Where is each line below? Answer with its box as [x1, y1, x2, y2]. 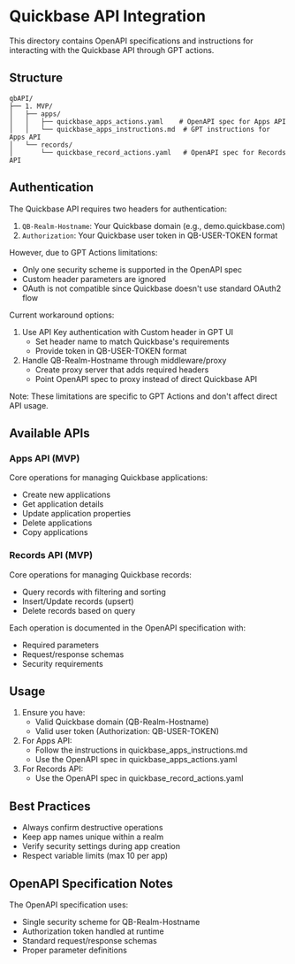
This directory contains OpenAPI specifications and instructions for [9, 35, 253, 46]
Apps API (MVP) [9, 452, 80, 464]
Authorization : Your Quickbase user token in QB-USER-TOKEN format [21, 230, 278, 241]
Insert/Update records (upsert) [21, 595, 134, 607]
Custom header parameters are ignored [21, 273, 166, 284]
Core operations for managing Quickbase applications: [9, 472, 208, 483]
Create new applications [21, 489, 111, 501]
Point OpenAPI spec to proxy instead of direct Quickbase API [34, 373, 258, 384]
